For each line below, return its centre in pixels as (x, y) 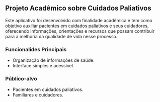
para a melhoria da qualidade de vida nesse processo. (61, 36)
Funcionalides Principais (36, 49)
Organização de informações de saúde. (53, 60)
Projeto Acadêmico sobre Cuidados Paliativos (78, 8)
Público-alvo (21, 79)
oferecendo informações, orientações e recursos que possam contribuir (80, 31)
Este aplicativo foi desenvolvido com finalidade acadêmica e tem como (79, 20)
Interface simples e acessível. (43, 66)
